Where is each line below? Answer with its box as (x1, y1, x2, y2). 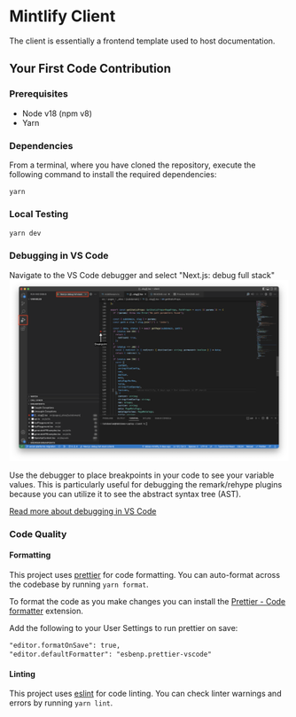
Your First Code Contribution (9, 61, 171, 76)
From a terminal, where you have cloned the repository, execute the (9, 160, 256, 170)
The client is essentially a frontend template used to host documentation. (9, 35, 276, 46)
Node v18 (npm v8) (21, 108, 93, 119)
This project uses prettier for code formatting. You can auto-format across (9, 569, 281, 580)
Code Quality (9, 527, 67, 540)
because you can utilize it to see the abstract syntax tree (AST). (9, 488, 242, 499)
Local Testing (9, 207, 69, 220)
